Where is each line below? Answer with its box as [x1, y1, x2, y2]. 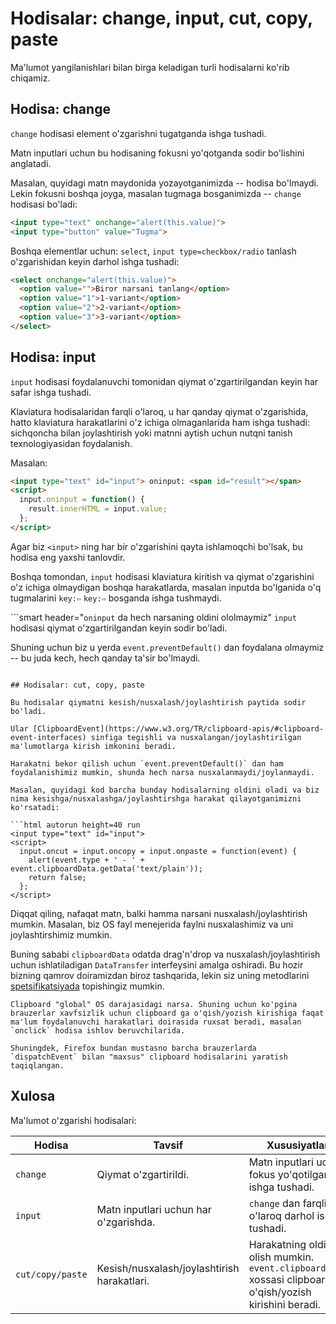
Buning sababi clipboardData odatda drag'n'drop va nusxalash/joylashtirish [10, 948, 321, 960]
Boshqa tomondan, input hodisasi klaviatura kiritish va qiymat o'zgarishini [10, 570, 315, 582]
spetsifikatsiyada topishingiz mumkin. [10, 980, 165, 992]
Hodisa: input [10, 349, 97, 366]
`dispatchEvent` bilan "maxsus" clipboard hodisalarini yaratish [10, 1052, 288, 1062]
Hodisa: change [10, 101, 111, 118]
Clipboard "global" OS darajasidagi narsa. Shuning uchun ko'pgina [10, 999, 298, 1009]
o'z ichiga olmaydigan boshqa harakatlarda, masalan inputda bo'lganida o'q [10, 581, 322, 593]
